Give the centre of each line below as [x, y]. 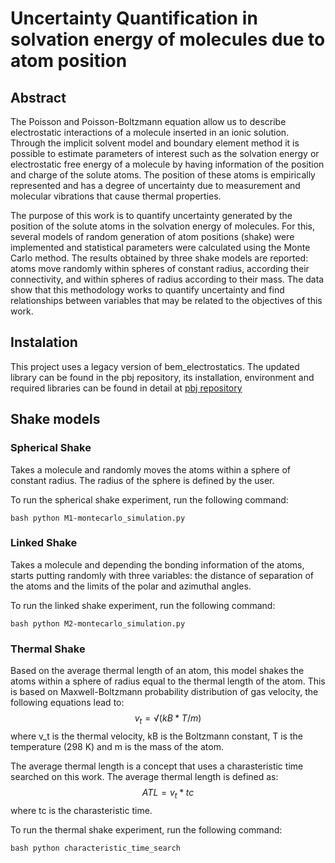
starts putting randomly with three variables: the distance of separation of [162, 575]
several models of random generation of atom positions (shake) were [152, 236]
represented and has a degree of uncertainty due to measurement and [155, 185]
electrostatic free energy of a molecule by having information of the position [167, 164]
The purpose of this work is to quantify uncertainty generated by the [151, 215]
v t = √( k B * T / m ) [168, 719]
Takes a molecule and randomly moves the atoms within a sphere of [150, 469]
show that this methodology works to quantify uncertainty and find [147, 290]
